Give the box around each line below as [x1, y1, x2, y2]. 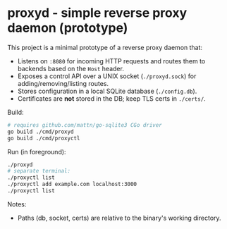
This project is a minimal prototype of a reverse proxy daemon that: [7, 43, 203, 51]
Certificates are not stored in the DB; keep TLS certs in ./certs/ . [17, 94, 206, 103]
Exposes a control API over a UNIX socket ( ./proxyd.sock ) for [17, 72, 197, 80]
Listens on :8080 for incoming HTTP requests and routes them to [17, 56, 206, 65]
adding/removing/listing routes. [17, 79, 109, 87]
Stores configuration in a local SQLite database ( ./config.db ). [17, 87, 197, 95]
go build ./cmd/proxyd [7, 128, 74, 135]
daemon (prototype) [7, 20, 128, 36]
